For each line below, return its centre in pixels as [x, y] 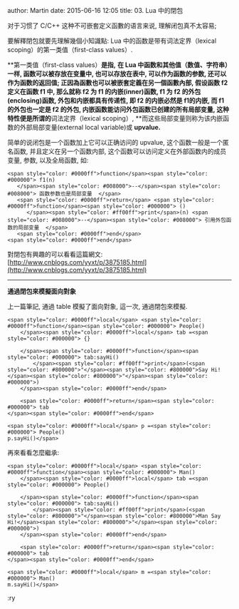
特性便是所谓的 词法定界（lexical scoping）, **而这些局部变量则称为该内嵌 [115, 118]
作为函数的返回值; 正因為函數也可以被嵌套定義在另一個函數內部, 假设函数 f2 [118, 83]
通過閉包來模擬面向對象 [42, 291]
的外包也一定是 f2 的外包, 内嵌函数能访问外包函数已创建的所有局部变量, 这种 [118, 109]
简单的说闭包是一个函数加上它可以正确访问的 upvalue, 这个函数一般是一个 [115, 142]
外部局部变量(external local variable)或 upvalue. [90, 127]
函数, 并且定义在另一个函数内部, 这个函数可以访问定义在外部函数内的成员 [119, 151]
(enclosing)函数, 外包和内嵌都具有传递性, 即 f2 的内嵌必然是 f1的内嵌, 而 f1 [116, 101]
